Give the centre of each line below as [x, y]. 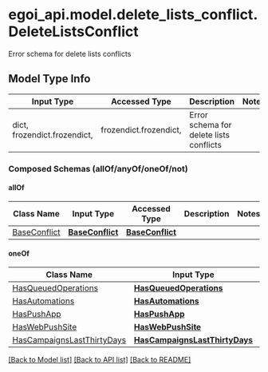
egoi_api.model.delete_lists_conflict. [133, 15]
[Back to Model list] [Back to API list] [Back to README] [100, 360]
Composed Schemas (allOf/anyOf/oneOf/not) [99, 168]
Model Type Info [49, 79]
